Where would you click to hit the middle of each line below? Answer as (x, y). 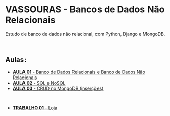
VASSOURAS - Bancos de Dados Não (85, 9)
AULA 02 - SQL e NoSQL (39, 83)
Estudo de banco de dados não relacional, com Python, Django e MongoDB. (85, 34)
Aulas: (16, 60)
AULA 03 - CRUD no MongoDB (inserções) (58, 88)
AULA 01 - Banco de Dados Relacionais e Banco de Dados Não (79, 72)
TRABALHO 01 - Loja (35, 108)
